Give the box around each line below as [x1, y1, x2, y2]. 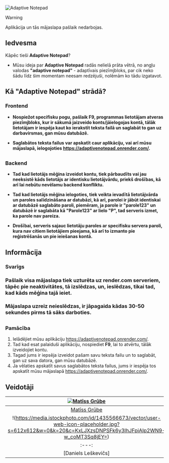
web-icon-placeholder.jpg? [53, 421, 120, 428]
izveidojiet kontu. [12, 347, 48, 353]
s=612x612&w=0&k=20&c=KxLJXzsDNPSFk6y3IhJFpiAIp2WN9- [8, 427, 165, 434]
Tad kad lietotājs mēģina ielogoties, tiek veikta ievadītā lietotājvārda [12, 191, 158, 197]
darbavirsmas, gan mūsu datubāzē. [12, 130, 89, 136]
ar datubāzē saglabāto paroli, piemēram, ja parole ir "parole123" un [12, 202, 156, 209]
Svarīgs [5, 263, 25, 270]
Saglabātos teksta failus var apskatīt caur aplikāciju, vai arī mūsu [12, 140, 152, 146]
